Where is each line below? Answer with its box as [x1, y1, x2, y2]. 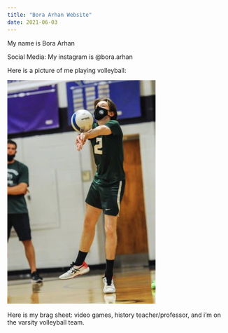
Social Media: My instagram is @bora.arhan [7, 53, 133, 61]
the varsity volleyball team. [7, 318, 85, 326]
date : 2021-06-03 [7, 18, 58, 26]
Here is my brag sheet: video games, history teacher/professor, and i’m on [7, 311, 222, 319]
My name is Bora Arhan [7, 39, 75, 47]
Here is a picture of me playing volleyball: [7, 66, 127, 74]
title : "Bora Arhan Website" [7, 11, 92, 18]
